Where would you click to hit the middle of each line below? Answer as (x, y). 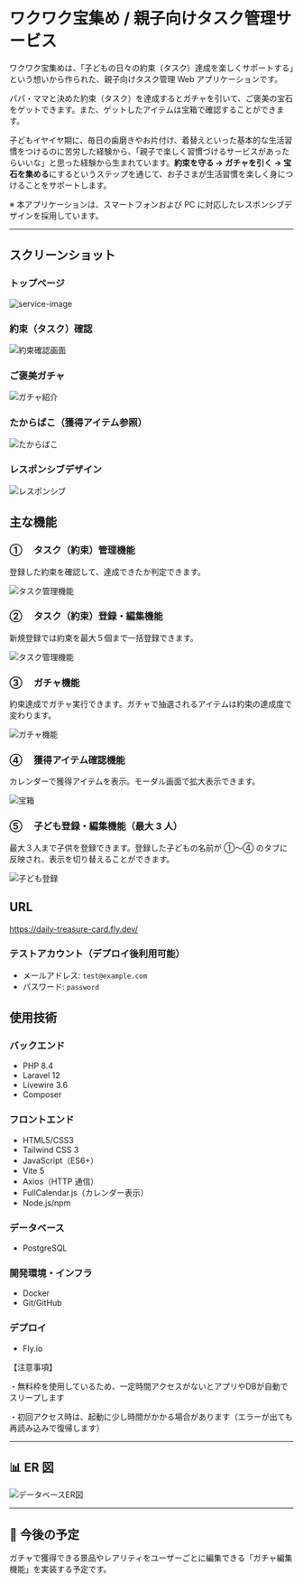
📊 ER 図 (32, 1468)
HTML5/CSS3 (48, 1140)
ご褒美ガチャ (37, 376)
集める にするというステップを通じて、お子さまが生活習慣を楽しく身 (151, 173)
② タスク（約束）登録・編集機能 (86, 617)
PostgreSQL (45, 1248)
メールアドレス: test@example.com (85, 975)
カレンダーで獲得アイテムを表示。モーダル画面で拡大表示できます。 (135, 781)
